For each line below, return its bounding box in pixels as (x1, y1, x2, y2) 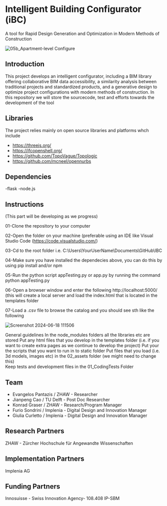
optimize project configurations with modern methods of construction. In (5, 89, 155, 95)
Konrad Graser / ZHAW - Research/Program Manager (12, 402, 122, 408)
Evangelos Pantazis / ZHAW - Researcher (12, 391, 98, 397)
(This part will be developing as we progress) (5, 213, 98, 220)
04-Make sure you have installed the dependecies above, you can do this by (5, 257, 163, 263)
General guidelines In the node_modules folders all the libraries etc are (5, 332, 151, 338)
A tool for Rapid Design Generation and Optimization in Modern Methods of (5, 30, 160, 36)
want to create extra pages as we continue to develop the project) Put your (5, 343, 160, 349)
